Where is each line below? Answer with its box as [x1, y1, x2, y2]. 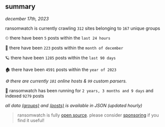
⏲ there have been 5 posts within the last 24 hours [5, 35, 111, 41]
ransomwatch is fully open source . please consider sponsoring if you [17, 112, 159, 118]
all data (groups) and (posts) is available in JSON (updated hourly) [5, 102, 143, 108]
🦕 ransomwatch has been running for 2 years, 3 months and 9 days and [5, 87, 154, 93]
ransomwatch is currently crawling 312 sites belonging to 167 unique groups [5, 25, 161, 31]
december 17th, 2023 [5, 15, 49, 21]
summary [5, 2, 36, 11]
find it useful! [17, 117, 45, 123]
